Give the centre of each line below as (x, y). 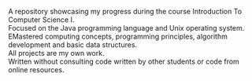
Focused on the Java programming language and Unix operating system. (126, 28)
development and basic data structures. (73, 45)
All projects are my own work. (56, 53)
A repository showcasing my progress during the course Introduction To (125, 11)
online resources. (36, 70)
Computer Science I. (41, 20)
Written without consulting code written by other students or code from (124, 61)
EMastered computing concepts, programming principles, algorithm (118, 36)
